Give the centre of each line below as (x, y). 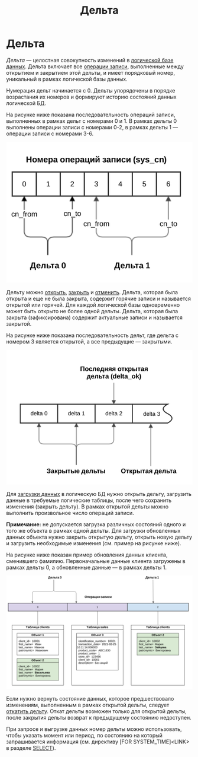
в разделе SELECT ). (31, 748)
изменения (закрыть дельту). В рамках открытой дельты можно (87, 506)
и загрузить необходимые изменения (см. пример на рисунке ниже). (94, 543)
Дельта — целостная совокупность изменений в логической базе (90, 60)
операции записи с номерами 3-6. (50, 133)
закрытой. (19, 324)
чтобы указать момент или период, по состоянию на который (84, 735)
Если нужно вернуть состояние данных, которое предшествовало (90, 698)
